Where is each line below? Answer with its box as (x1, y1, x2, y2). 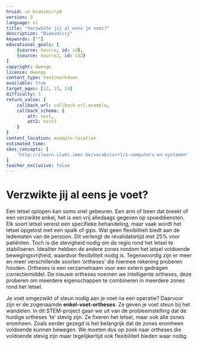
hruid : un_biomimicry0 (6, 8, 62, 15)
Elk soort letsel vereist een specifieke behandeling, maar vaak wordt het (6, 220, 181, 228)
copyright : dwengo (6, 63, 51, 70)
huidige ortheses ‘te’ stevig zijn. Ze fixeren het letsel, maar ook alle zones (6, 314, 185, 321)
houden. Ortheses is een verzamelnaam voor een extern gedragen (6, 265, 168, 272)
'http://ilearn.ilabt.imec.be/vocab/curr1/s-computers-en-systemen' (17, 151, 189, 157)
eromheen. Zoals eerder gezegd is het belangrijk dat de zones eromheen (6, 320, 184, 327)
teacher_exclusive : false (6, 163, 70, 169)
